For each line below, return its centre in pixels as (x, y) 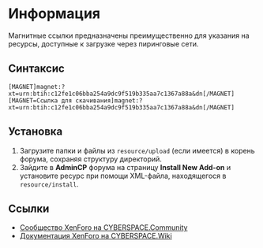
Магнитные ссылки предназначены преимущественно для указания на (129, 35)
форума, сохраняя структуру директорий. (90, 159)
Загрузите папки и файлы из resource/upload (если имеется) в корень (137, 150)
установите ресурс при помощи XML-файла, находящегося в (123, 176)
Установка (36, 132)
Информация (54, 14)
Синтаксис (36, 69)
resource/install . (49, 184)
